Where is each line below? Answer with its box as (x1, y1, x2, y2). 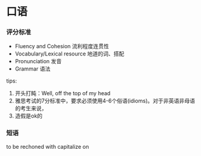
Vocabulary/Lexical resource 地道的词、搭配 (14, 50, 125, 57)
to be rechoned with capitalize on (6, 143, 89, 150)
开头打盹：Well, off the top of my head (14, 90, 111, 97)
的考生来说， (14, 105, 47, 112)
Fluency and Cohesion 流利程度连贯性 (14, 43, 110, 50)
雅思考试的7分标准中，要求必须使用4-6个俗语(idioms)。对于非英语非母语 (14, 97, 196, 105)
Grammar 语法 (14, 65, 51, 72)
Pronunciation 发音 (14, 58, 62, 65)
